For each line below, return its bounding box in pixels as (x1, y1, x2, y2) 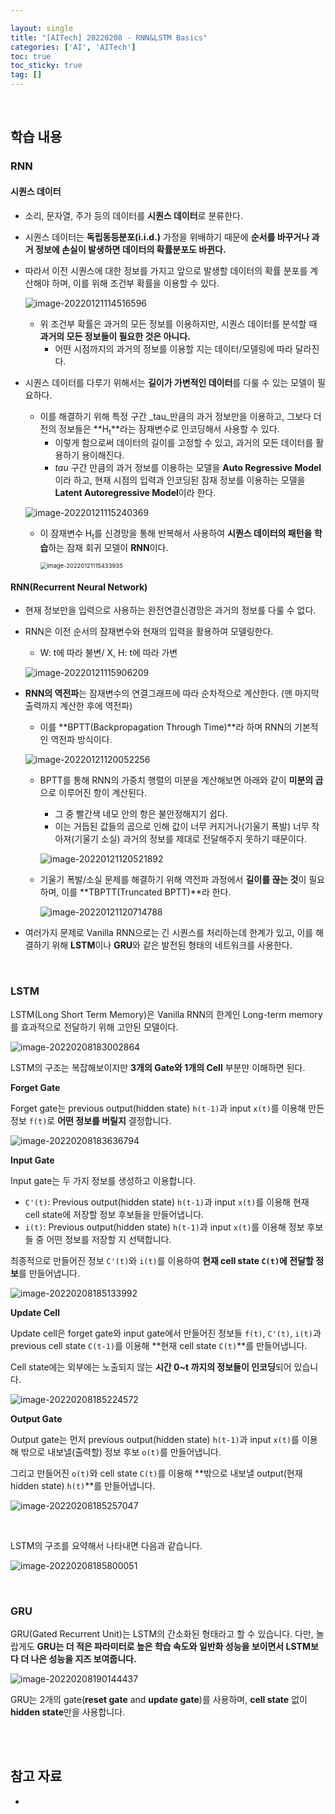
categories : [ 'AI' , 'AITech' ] (10, 42, 137, 52)
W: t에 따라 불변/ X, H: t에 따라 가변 (39, 647, 178, 659)
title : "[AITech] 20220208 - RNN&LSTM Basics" (10, 32, 208, 43)
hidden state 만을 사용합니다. (10, 1706, 126, 1718)
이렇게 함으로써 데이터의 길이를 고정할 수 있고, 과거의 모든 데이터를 (54, 437, 314, 449)
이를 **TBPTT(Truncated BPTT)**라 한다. (61, 886, 232, 898)
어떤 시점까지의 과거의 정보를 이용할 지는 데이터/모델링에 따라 (54, 342, 293, 355)
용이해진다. (81, 449, 125, 461)
